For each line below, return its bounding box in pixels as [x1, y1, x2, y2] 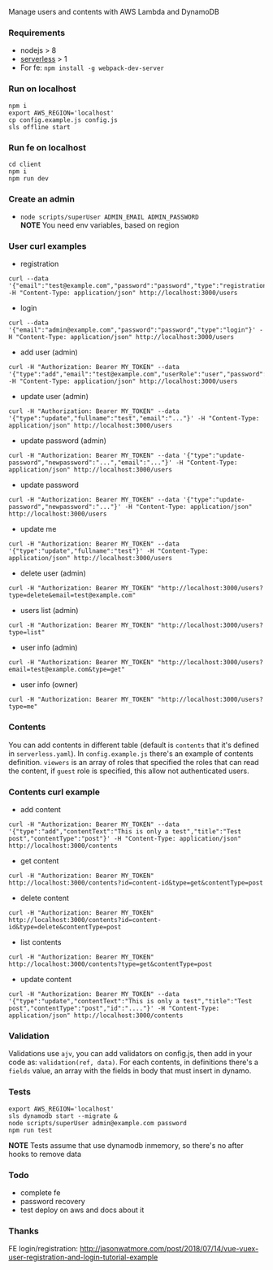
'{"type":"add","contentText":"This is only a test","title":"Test [8, 828, 242, 836]
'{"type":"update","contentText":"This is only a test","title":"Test [8, 998, 253, 1006]
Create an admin [8, 193, 76, 204]
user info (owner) [19, 680, 79, 689]
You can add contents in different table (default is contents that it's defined [8, 740, 260, 750]
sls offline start [8, 123, 71, 131]
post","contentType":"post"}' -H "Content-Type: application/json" [8, 835, 242, 843]
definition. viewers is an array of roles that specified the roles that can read [8, 757, 259, 767]
